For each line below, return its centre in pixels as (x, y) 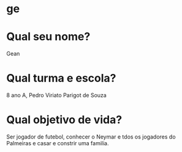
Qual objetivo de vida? (64, 120)
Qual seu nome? (48, 37)
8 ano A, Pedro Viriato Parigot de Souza (57, 95)
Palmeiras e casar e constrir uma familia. (58, 143)
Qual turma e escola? (61, 78)
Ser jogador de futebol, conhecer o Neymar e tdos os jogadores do (91, 137)
